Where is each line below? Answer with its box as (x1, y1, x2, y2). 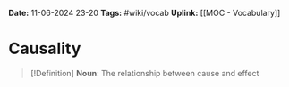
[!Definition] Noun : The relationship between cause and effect (30, 67, 259, 78)
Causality (8, 39, 81, 59)
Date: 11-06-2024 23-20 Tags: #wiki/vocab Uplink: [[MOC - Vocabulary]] (8, 8, 281, 18)
